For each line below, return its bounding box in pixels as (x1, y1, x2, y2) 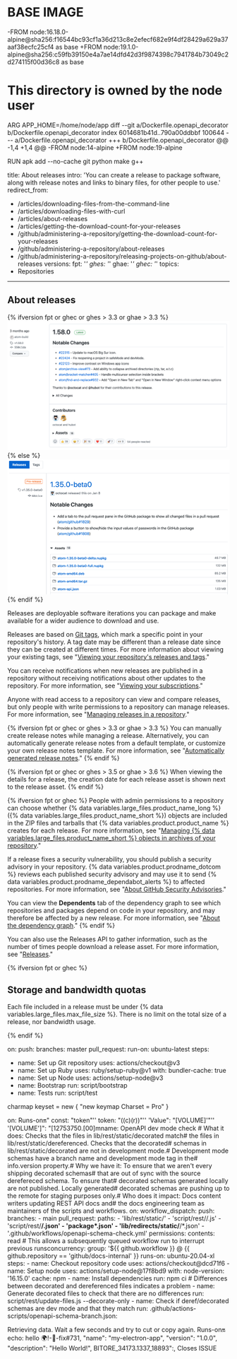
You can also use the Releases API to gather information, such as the (7, 934, 208, 943)
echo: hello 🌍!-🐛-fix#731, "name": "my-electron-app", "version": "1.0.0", (7, 1334, 217, 1343)
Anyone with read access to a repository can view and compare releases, (7, 695, 221, 703)
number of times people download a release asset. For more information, (7, 942, 219, 951)
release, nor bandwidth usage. (7, 1018, 97, 1026)
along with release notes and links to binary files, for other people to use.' (7, 178, 221, 187)
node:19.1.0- (103, 42, 139, 51)
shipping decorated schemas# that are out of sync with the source (7, 1169, 201, 1177)
